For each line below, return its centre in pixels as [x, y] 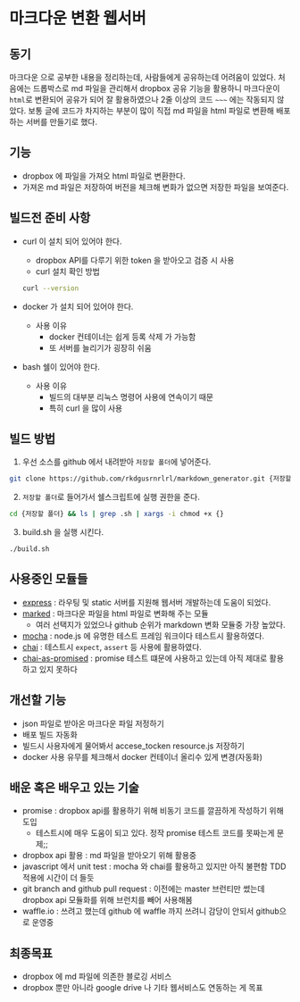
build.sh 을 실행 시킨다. [63, 532]
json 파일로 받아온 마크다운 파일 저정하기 [93, 723]
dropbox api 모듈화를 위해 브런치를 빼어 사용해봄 [108, 900]
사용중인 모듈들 [49, 579]
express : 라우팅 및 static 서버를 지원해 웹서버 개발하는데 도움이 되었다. [146, 602]
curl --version [50, 288]
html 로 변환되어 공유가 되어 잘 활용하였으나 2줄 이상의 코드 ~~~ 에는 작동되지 [142, 100]
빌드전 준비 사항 [50, 218]
